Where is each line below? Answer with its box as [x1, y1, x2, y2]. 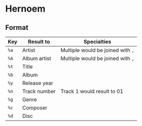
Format [5, 23, 29, 32]
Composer [22, 104, 48, 111]
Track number [22, 88, 56, 95]
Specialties [83, 38, 112, 45]
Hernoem [5, 3, 46, 15]
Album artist [22, 55, 52, 62]
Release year [22, 79, 53, 87]
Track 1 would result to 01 [60, 88, 123, 95]
